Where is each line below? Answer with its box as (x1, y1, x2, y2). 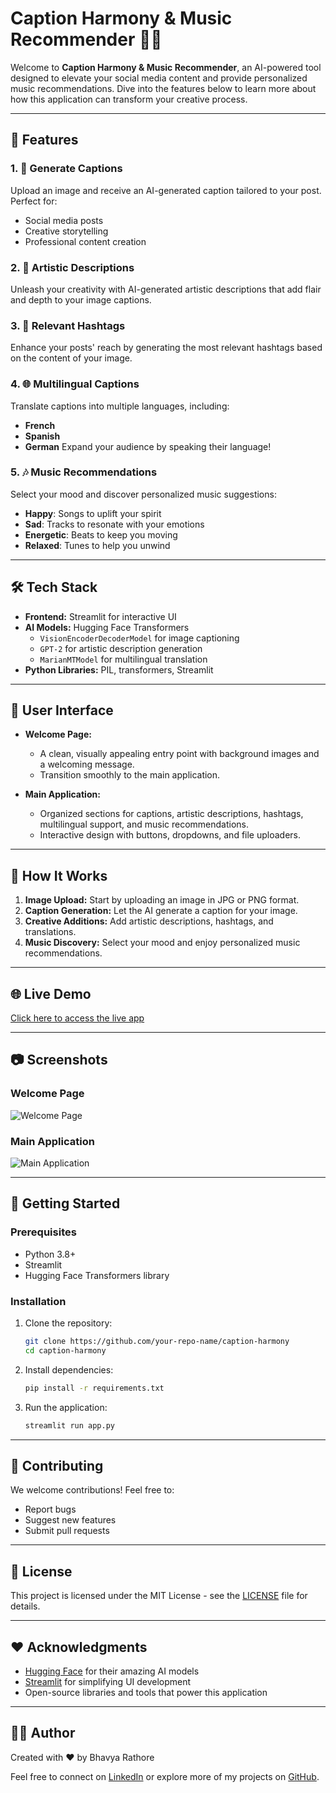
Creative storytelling (24, 225, 109, 237)
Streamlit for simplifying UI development (24, 1675, 192, 1687)
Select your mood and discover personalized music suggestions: (10, 488, 277, 500)
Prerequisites (10, 1225, 77, 1239)
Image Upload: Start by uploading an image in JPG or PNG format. (24, 894, 300, 906)
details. (10, 1600, 41, 1612)
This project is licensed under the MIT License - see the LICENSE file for (10, 1590, 308, 1602)
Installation (10, 1294, 67, 1308)
